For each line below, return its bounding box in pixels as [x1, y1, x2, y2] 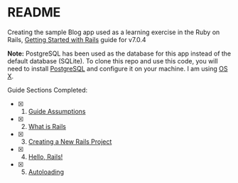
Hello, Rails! [28, 152, 63, 161]
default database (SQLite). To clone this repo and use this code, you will [7, 56, 218, 65]
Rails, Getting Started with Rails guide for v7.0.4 [7, 35, 147, 43]
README [7, 4, 61, 21]
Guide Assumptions [28, 107, 86, 115]
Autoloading [28, 167, 64, 176]
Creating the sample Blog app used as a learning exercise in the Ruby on [7, 28, 220, 36]
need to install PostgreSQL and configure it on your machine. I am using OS [7, 64, 228, 73]
